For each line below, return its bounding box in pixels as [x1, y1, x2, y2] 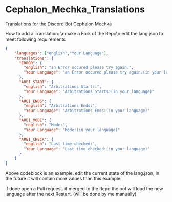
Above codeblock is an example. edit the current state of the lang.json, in [5, 170, 160, 176]
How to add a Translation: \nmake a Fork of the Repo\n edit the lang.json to [5, 30, 164, 36]
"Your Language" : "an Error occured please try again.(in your [24, 70, 161, 75]
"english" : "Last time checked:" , [24, 141, 97, 147]
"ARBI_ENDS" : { [18, 99, 52, 104]
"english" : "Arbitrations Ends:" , [24, 103, 97, 108]
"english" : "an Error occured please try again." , [24, 65, 134, 70]
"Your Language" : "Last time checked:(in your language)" [24, 146, 150, 152]
